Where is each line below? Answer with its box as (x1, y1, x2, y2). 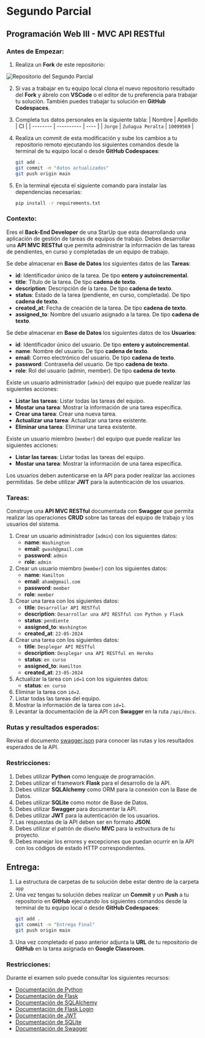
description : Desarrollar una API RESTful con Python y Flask (24, 610, 184, 618)
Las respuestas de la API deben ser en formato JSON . (15, 818, 152, 826)
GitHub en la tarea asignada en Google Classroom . (15, 945, 145, 952)
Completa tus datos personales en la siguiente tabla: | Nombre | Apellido (15, 116, 198, 123)
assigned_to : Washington (24, 623, 87, 630)
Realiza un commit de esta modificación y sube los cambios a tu (15, 134, 177, 141)
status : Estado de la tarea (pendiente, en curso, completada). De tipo (15, 291, 191, 298)
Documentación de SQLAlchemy (15, 999, 98, 1006)
